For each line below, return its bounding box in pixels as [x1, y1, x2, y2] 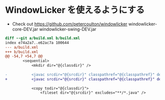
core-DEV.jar [12, 26, 38, 32]
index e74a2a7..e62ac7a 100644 [5, 40, 69, 45]
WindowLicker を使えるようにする [5, 4, 145, 16]
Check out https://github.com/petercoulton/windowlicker [12, 21, 128, 27]
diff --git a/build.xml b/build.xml [5, 35, 80, 41]
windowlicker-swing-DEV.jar [39, 26, 97, 32]
